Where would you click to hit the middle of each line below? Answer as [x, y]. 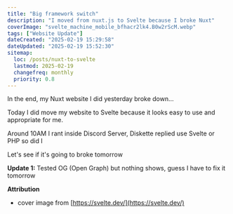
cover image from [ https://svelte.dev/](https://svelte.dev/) [101, 203]
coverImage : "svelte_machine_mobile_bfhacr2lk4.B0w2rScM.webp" [102, 27]
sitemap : [20, 53]
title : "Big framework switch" [53, 14]
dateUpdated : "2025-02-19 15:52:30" [61, 46]
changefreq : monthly [44, 72]
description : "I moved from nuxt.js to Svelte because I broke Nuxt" [111, 20]
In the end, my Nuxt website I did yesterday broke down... [91, 99]
